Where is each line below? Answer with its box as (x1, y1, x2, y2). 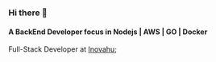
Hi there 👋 (8, 7, 48, 18)
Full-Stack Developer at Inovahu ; (8, 45, 117, 54)
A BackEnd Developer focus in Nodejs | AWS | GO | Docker (8, 27, 208, 37)
